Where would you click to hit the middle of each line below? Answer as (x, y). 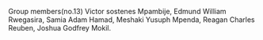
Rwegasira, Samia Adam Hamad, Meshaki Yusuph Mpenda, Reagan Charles (131, 20)
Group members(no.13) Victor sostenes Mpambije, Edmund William (118, 11)
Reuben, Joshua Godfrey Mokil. (60, 28)
